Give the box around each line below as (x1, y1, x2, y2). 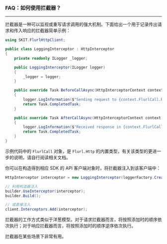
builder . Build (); (5, 193, 41, 198)
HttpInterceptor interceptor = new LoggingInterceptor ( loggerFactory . (5, 175, 155, 180)
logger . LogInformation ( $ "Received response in (23, 125, 121, 130)
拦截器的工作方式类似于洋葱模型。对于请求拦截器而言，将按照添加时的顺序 (5, 217, 158, 223)
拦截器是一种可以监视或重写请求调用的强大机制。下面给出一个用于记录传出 (5, 21, 158, 27)
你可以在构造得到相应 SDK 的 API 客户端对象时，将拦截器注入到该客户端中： (5, 165, 161, 171)
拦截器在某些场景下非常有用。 (5, 234, 66, 240)
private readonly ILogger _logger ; (14, 56, 88, 61)
